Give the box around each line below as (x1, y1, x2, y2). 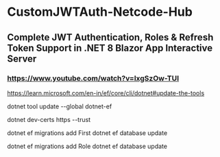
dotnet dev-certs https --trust (7, 115, 91, 123)
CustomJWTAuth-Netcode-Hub (7, 4, 193, 20)
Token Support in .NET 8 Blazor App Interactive (7, 42, 213, 53)
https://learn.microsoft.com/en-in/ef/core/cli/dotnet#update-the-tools (7, 88, 205, 97)
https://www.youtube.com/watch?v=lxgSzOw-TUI (7, 73, 180, 83)
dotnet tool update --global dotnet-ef (7, 102, 112, 110)
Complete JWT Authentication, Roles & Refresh (7, 32, 214, 43)
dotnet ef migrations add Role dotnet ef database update (7, 142, 168, 150)
